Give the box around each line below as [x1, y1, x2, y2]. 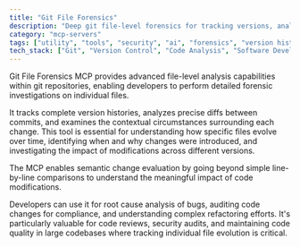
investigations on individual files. [9, 90, 129, 101]
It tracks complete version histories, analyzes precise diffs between [9, 107, 258, 118]
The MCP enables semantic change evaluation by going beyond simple [9, 163, 271, 174]
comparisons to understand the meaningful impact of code [37, 172, 254, 183]
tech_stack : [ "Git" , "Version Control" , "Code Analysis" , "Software [9, 47, 270, 55]
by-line [9, 172, 36, 183]
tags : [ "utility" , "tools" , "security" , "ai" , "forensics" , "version [9, 38, 274, 47]
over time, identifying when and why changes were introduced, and [9, 136, 258, 147]
